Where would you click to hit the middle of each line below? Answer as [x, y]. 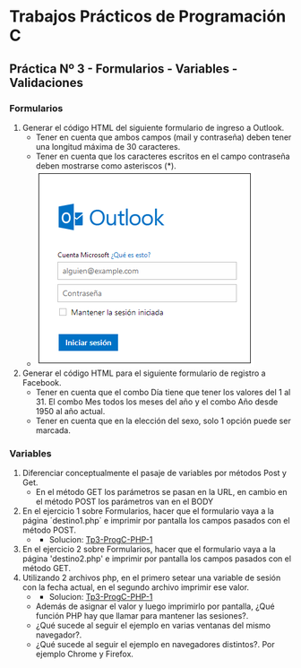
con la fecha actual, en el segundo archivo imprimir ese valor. [135, 587]
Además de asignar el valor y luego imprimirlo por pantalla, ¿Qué [155, 606]
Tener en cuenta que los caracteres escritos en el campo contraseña [163, 156]
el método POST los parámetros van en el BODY [125, 502]
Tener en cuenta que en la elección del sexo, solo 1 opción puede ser [163, 421]
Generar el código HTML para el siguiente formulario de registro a [144, 373]
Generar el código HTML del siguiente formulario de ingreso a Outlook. [153, 127]
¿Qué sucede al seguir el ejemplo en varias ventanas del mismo [153, 626]
